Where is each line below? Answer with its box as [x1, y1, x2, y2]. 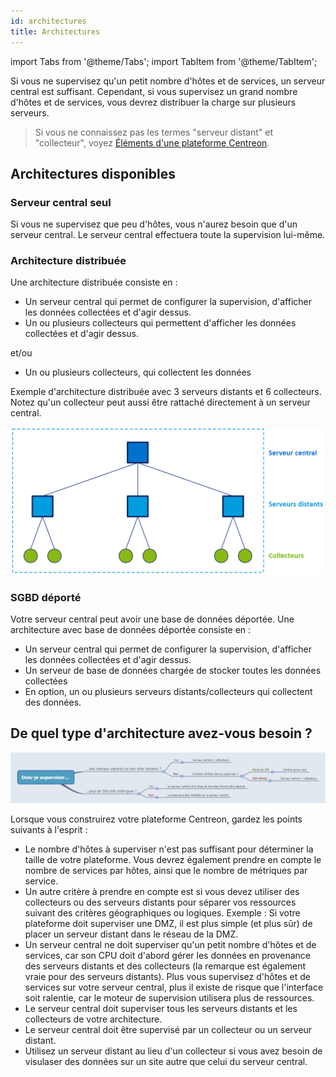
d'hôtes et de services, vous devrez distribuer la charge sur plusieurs [10, 96, 297, 108]
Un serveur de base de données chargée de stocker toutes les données [24, 665, 322, 677]
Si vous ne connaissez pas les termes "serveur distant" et [34, 126, 274, 138]
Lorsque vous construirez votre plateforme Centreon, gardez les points [10, 813, 303, 825]
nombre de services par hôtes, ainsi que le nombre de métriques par [24, 864, 308, 876]
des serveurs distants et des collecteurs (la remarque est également [24, 960, 307, 972]
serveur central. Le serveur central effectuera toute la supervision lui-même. [10, 229, 326, 241]
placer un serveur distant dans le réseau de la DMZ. [24, 928, 239, 940]
